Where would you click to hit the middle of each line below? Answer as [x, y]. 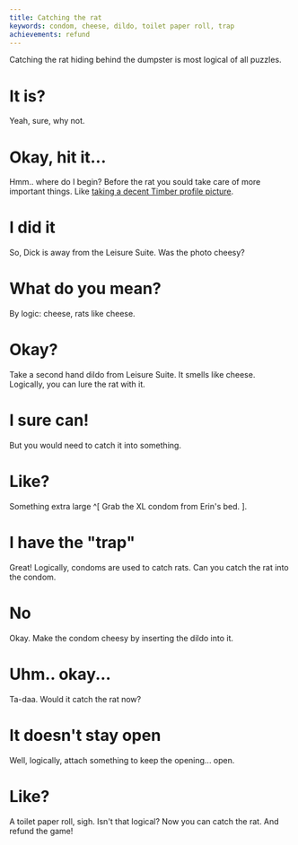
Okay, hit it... [58, 157]
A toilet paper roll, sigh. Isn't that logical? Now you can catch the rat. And [145, 821]
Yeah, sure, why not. [47, 121]
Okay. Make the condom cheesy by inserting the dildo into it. [122, 638]
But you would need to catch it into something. [96, 445]
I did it [32, 227]
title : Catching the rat [56, 17]
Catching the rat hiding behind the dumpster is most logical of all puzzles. [145, 60]
